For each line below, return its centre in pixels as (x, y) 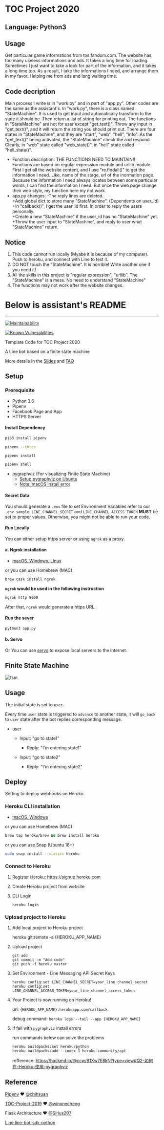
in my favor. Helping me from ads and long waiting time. (61, 76)
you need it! (24, 270)
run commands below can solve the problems (58, 1038)
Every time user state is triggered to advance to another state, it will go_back (80, 714)
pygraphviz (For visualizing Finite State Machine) (61, 474)
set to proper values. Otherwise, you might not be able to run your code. (78, 517)
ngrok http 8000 (21, 597)
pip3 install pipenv (26, 438)
